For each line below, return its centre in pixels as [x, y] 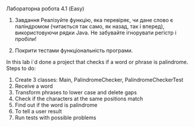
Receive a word [34, 86]
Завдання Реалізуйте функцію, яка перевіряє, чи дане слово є [94, 20]
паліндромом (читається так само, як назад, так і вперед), [90, 26]
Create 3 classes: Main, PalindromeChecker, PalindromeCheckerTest [99, 80]
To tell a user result [38, 111]
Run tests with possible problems [55, 118]
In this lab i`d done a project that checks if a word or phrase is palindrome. [97, 62]
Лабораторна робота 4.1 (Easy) [45, 9]
